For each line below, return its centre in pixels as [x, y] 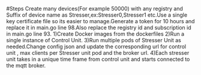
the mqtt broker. [26, 65]
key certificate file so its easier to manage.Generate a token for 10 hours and [100, 21]
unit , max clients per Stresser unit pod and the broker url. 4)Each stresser [98, 53]
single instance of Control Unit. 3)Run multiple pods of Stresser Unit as [94, 40]
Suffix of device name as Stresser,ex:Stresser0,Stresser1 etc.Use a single [97, 15]
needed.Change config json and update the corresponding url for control [96, 46]
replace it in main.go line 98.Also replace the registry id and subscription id [99, 27]
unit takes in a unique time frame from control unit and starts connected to [98, 59]
